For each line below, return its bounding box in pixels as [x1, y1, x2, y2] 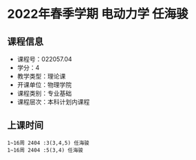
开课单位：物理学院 [17, 81, 72, 89]
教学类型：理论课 [17, 72, 66, 80]
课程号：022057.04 [17, 55, 72, 63]
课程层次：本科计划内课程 [17, 98, 90, 106]
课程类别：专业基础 [17, 90, 72, 97]
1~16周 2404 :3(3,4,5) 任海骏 [7, 139, 89, 146]
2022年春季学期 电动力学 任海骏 [7, 6, 189, 22]
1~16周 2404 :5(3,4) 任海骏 [7, 146, 84, 154]
